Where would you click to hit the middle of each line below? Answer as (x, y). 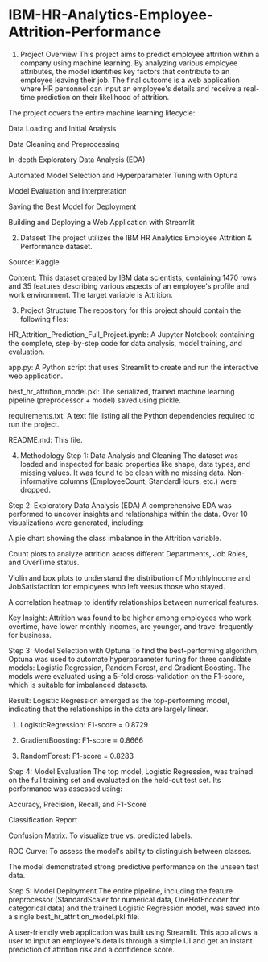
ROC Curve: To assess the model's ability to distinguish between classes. (130, 851)
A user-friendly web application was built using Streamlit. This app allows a (133, 932)
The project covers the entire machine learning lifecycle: (102, 112)
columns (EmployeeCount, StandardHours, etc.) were (148, 481)
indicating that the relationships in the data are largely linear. (109, 709)
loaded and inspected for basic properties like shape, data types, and (135, 464)
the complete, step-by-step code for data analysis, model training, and (126, 343)
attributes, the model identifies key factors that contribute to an (125, 71)
